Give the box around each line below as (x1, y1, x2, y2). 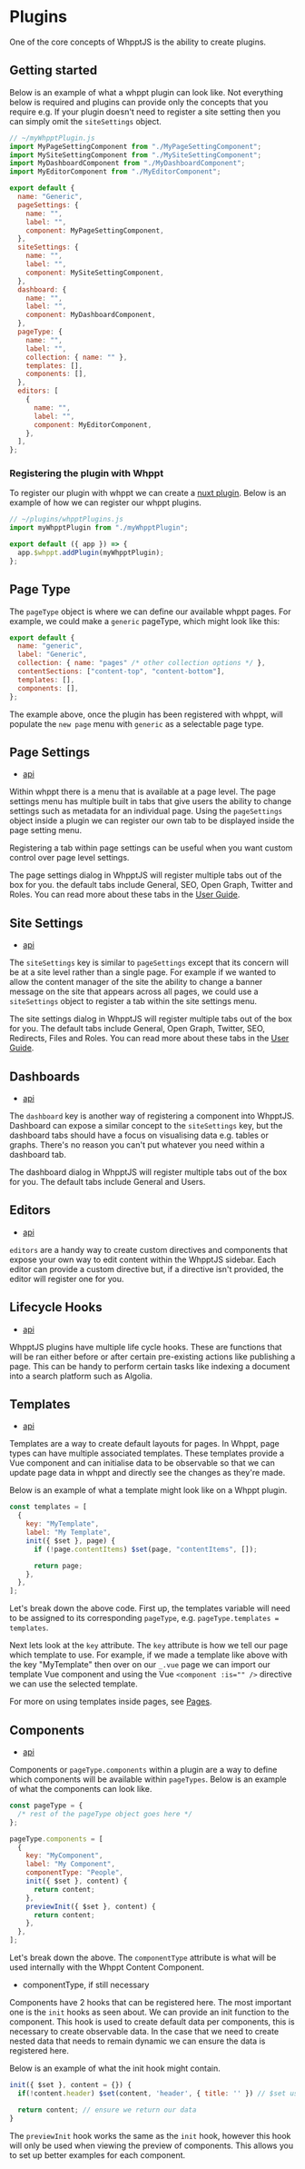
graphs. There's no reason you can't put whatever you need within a (9, 1139, 265, 1150)
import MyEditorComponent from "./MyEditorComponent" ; (9, 167, 221, 176)
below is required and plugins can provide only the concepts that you (9, 96, 269, 107)
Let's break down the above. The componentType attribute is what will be (9, 1952, 277, 1964)
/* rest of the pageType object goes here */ (17, 1809, 193, 1818)
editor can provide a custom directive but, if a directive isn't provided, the (9, 1263, 284, 1274)
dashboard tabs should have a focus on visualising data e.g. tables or (9, 1129, 270, 1141)
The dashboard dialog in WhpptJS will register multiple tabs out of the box (9, 1167, 288, 1178)
